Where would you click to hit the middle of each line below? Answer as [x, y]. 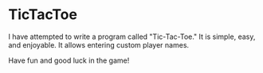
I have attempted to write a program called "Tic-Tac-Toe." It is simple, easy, [132, 36]
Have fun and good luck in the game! [69, 60]
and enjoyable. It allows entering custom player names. [99, 44]
